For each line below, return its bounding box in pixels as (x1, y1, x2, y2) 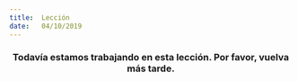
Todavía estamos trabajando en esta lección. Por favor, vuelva (12, 51, 290, 64)
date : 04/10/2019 (9, 22, 83, 31)
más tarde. (127, 62, 175, 75)
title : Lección (9, 13, 70, 22)
